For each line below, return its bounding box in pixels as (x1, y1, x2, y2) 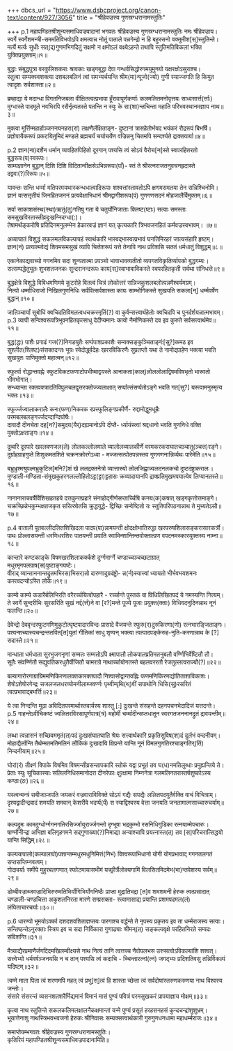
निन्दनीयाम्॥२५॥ (7, 747, 45, 755)
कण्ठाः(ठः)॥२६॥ (7, 777, 44, 784)
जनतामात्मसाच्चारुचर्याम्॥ (169, 798, 225, 807)
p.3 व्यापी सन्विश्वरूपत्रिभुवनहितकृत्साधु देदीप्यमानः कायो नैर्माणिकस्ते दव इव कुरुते (7, 316, 182, 324)
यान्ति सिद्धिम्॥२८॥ (7, 836, 50, 844)
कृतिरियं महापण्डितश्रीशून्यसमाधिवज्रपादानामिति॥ (7, 1036, 110, 1044)
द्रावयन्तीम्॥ (200, 710, 226, 717)
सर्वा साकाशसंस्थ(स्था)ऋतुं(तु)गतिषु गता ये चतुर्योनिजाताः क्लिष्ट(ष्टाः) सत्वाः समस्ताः (7, 205, 186, 214)
